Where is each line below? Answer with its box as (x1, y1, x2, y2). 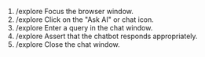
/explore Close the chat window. (15, 40, 120, 49)
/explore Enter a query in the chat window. (15, 23, 153, 32)
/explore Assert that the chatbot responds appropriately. (15, 31, 198, 41)
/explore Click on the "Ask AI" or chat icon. (15, 15, 155, 24)
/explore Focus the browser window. (15, 7, 134, 16)
